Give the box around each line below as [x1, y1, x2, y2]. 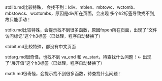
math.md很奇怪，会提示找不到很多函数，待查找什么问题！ [5, 71, 122, 76]
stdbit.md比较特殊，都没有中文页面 [5, 44, 76, 49]
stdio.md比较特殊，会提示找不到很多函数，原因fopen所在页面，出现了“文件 [5, 27, 158, 33]
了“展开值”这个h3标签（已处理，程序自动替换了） [5, 60, 105, 66]
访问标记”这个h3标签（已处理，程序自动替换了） [5, 33, 103, 39]
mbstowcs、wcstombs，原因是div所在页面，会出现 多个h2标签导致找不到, [5, 10, 156, 16]
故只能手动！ [5, 17, 31, 22]
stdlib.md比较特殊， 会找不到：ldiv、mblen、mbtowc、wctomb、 [5, 4, 138, 10]
